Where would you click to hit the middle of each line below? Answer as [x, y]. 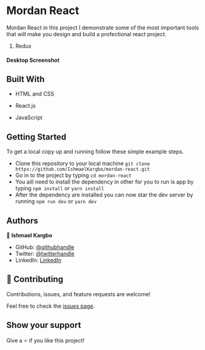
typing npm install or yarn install [60, 188]
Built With [25, 79]
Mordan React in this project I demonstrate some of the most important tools [103, 28]
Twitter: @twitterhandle [45, 253]
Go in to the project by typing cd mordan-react [73, 176]
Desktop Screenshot [33, 60]
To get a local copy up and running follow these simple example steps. [95, 152]
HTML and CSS [35, 94]
